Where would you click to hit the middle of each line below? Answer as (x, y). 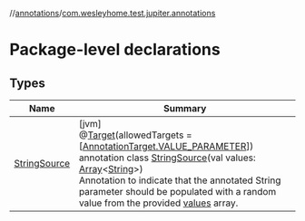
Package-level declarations (115, 50)
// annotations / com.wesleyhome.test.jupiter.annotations (113, 13)
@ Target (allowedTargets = (135, 135)
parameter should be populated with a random (177, 192)
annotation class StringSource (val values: (167, 158)
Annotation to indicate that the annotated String (180, 180)
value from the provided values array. (158, 203)
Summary (185, 108)
